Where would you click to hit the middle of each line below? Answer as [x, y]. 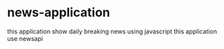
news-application [59, 13]
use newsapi [25, 38]
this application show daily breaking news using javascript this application [112, 31]
